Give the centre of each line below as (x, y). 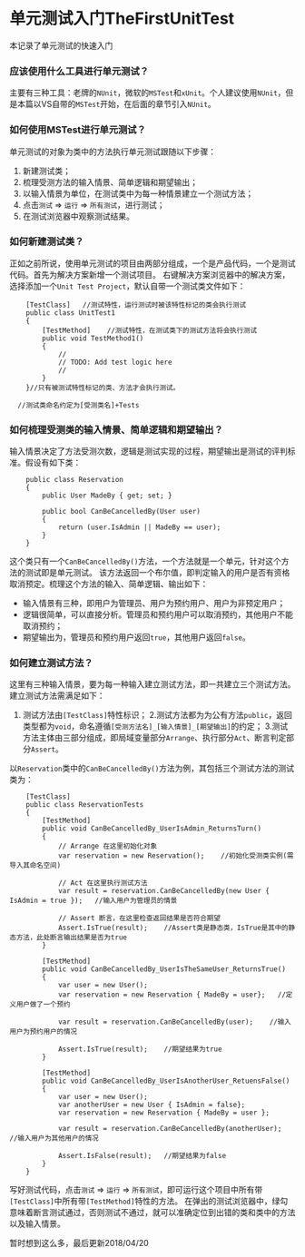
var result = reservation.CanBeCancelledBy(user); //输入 (175, 1022)
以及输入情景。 (37, 1224)
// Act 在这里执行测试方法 (103, 883)
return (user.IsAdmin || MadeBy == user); (139, 527)
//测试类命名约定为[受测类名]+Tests (79, 405)
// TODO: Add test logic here (115, 362)
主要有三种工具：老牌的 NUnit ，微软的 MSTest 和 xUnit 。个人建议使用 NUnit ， (148, 93)
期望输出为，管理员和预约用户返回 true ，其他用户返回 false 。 (137, 637)
